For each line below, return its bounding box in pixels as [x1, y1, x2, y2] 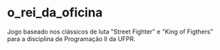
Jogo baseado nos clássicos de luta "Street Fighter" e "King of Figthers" [7, 27, 214, 36]
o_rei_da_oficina [7, 5, 103, 21]
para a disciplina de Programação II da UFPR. [7, 34, 136, 42]
